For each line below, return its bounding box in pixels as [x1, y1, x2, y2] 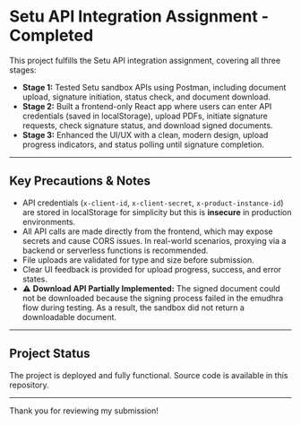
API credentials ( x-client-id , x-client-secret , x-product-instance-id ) [21, 197, 284, 208]
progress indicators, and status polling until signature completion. [21, 139, 264, 150]
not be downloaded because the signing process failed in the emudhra [21, 292, 284, 303]
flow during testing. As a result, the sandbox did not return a [21, 302, 245, 313]
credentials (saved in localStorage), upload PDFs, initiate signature [21, 110, 269, 121]
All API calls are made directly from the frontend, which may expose [21, 226, 273, 237]
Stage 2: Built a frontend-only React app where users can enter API [21, 100, 272, 111]
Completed [9, 25, 94, 46]
